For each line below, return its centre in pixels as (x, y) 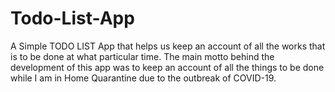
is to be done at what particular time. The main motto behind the (142, 56)
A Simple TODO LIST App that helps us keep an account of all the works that (168, 46)
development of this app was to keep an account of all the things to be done (167, 67)
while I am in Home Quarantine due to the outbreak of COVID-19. (143, 78)
